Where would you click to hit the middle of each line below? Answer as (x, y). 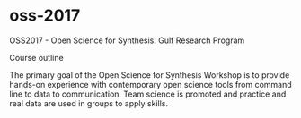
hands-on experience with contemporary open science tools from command (150, 84)
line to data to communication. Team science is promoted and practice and (148, 94)
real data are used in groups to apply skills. (89, 103)
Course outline (37, 57)
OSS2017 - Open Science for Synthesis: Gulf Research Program (127, 40)
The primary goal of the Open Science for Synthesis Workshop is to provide (150, 75)
